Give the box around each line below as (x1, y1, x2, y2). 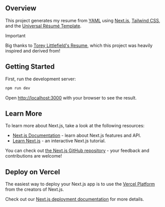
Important (5, 32, 26, 38)
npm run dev (5, 85, 30, 90)
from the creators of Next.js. (5, 186, 64, 192)
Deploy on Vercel (5, 168, 61, 176)
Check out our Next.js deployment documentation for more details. (5, 196, 144, 202)
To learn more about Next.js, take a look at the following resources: (5, 123, 145, 129)
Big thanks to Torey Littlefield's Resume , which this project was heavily (5, 42, 153, 48)
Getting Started (5, 63, 55, 71)
